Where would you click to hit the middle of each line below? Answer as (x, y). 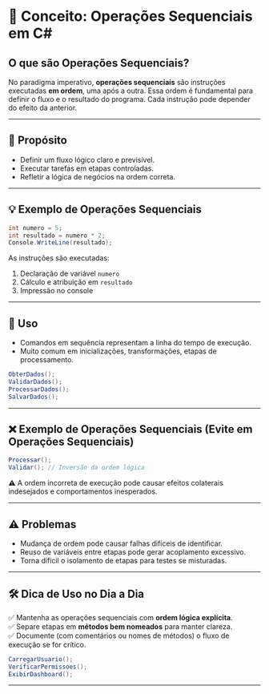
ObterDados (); (32, 375)
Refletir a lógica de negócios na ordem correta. (98, 176)
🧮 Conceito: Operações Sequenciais (130, 16)
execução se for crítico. (47, 644)
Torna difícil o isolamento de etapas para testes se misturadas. (123, 560)
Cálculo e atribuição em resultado (76, 282)
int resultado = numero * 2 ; (57, 236)
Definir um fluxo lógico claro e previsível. (87, 159)
